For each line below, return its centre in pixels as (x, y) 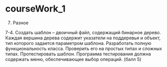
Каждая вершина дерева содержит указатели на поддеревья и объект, (83, 38)
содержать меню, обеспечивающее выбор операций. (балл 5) (73, 59)
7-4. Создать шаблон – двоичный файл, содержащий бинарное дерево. (83, 32)
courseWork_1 (35, 9)
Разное (21, 23)
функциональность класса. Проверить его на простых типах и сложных (84, 48)
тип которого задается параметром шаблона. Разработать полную (78, 43)
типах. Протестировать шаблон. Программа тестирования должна (78, 54)
